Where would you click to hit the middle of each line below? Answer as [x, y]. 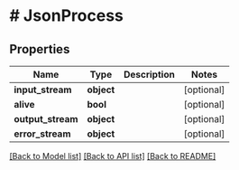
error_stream [42, 134]
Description [149, 75]
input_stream [43, 90]
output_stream [46, 119]
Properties [40, 49]
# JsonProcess [67, 16]
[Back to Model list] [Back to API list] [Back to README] [113, 156]
